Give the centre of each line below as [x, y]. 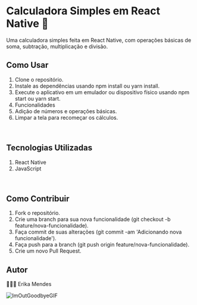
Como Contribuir [38, 199]
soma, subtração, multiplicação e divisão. [57, 46]
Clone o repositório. [39, 79]
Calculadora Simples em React [83, 11]
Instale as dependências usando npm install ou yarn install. [87, 86]
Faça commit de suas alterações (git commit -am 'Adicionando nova [98, 232]
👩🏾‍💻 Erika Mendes [29, 284]
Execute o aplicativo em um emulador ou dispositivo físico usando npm [102, 92]
